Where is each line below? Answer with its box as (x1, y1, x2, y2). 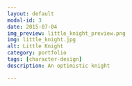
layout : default (7, 10, 54, 17)
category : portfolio (7, 50, 67, 57)
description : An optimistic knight (7, 62, 110, 69)
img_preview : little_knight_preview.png (7, 29, 126, 37)
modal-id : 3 (7, 17, 42, 24)
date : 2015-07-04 (7, 23, 58, 30)
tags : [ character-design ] (7, 56, 82, 63)
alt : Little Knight (7, 43, 64, 50)
